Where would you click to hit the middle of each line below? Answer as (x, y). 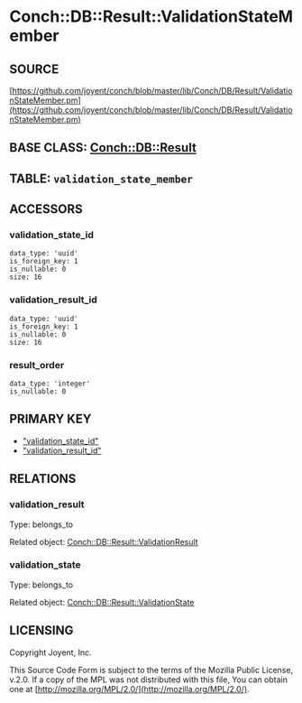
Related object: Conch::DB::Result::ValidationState (102, 602)
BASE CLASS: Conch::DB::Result (103, 148)
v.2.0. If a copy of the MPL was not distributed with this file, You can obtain (149, 680)
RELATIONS (43, 479)
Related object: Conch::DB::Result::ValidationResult (104, 541)
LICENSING (41, 630)
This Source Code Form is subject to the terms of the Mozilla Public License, (151, 670)
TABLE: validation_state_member (101, 178)
